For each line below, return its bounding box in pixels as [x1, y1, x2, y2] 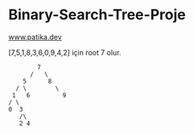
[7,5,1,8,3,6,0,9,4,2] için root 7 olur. [8, 47, 122, 57]
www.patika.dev [8, 32, 62, 42]
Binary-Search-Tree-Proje [8, 6, 187, 24]
